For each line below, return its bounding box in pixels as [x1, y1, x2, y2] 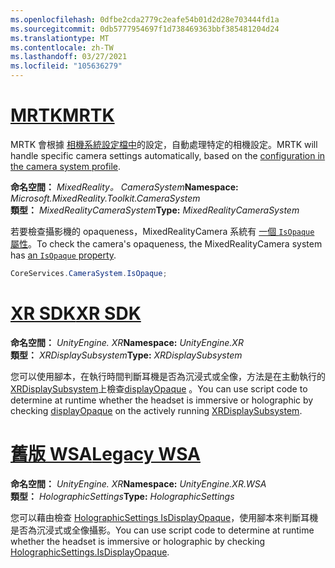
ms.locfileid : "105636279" [10, 61, 123, 71]
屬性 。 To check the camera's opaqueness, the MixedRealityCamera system [10, 237, 323, 250]
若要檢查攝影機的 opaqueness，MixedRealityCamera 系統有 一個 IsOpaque [10, 225, 315, 237]
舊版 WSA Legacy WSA [10, 442, 201, 465]
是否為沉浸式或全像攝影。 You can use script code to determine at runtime [10, 524, 315, 536]
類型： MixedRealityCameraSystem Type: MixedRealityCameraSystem [10, 204, 300, 216]
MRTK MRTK [10, 104, 115, 127]
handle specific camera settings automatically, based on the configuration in [10, 149, 326, 161]
